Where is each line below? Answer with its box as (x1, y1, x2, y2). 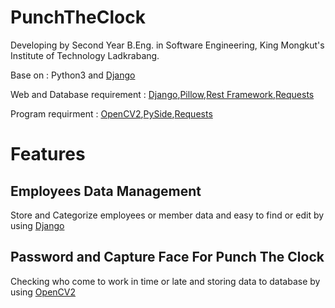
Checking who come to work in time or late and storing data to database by (10, 275, 321, 287)
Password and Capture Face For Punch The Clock (10, 249, 325, 266)
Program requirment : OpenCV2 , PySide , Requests (10, 107, 213, 120)
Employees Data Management (10, 182, 202, 200)
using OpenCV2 (10, 286, 76, 298)
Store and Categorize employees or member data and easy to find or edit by (10, 209, 325, 221)
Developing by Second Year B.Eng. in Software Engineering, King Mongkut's (10, 39, 325, 51)
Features (10, 143, 86, 166)
